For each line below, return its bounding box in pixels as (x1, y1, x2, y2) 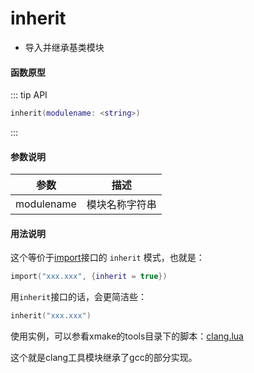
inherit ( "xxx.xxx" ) (10, 311, 92, 321)
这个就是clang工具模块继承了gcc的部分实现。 (10, 352, 198, 364)
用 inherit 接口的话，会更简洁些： (10, 291, 148, 303)
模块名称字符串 (86, 198, 157, 212)
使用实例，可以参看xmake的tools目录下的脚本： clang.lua (10, 330, 244, 342)
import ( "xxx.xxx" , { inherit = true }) (10, 272, 168, 282)
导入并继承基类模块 (24, 41, 105, 53)
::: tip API (10, 89, 48, 101)
